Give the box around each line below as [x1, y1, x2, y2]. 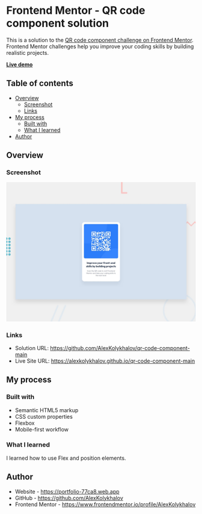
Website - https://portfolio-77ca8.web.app [14, 487, 120, 495]
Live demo [6, 61, 33, 68]
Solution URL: [14, 344, 49, 351]
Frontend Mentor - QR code [6, 4, 145, 17]
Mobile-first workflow [14, 425, 69, 433]
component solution [6, 16, 109, 30]
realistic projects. [6, 49, 49, 56]
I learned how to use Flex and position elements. [6, 454, 126, 462]
